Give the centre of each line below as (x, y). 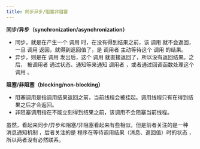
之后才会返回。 (39, 104)
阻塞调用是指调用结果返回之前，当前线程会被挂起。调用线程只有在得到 (101, 97)
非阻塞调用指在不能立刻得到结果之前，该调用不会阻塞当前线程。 (93, 112)
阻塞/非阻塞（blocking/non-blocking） (55, 85)
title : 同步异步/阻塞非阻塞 (37, 12)
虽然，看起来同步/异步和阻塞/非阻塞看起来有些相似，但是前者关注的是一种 (97, 125)
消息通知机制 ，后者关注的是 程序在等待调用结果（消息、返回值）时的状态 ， (100, 132)
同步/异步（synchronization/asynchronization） (67, 29)
